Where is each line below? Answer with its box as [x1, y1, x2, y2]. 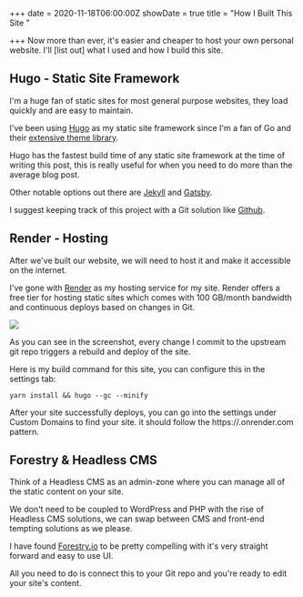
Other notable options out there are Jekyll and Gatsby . [9, 187, 213, 197]
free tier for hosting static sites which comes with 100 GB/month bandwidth [9, 291, 293, 303]
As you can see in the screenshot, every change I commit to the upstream [9, 336, 287, 347]
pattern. [9, 426, 39, 437]
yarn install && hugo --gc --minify [9, 390, 148, 400]
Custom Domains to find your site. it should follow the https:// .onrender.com [9, 416, 294, 427]
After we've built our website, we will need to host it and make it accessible [9, 255, 291, 266]
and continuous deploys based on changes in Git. [9, 301, 196, 312]
